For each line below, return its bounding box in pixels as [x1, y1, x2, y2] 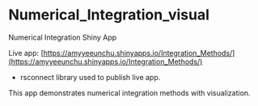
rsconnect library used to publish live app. [19, 72, 161, 82]
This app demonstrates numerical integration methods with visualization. [8, 87, 251, 98]
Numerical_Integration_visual [8, 6, 210, 24]
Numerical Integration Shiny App [8, 32, 117, 42]
